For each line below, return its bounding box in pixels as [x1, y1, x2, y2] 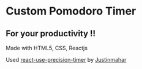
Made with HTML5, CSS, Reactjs [6, 44, 88, 51]
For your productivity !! [6, 28, 96, 39]
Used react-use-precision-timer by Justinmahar [6, 56, 127, 63]
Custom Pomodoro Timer [6, 4, 136, 18]
